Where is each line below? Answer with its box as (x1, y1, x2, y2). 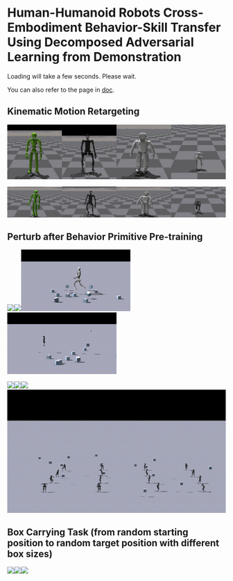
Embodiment (7, 19, 83, 35)
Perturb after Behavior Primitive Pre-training (7, 231, 203, 243)
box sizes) (7, 548, 53, 559)
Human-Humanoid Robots (7, 5, 161, 21)
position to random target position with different (7, 537, 220, 549)
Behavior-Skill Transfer (85, 19, 221, 35)
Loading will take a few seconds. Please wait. (7, 71, 137, 81)
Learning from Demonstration (7, 49, 182, 65)
